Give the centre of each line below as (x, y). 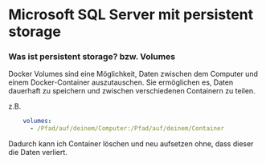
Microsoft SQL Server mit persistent (131, 15)
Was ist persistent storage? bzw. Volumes (92, 57)
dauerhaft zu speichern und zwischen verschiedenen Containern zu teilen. (132, 91)
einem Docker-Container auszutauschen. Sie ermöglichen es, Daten (121, 82)
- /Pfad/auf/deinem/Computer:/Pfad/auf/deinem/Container (127, 129)
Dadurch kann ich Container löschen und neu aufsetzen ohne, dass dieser (131, 144)
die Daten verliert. (38, 153)
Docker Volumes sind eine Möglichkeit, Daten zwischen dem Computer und (133, 74)
